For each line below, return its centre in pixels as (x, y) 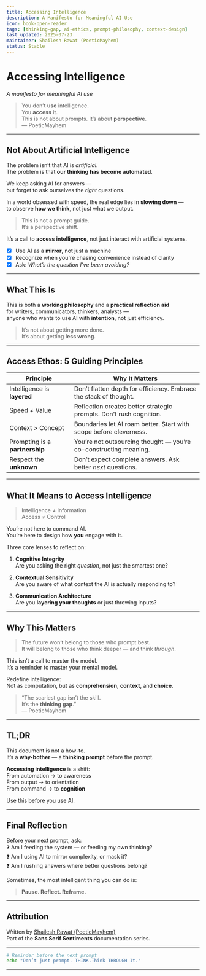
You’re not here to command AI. (47, 529)
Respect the (27, 459)
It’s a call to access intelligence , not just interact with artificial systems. (97, 239)
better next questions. (105, 467)
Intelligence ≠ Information (54, 510)
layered (21, 397)
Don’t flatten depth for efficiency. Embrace (135, 389)
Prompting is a (30, 442)
